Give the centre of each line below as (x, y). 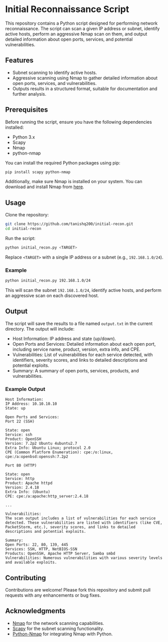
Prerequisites (27, 110)
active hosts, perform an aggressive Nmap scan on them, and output (76, 34)
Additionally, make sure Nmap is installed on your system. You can (74, 182)
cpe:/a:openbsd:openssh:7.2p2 (37, 457)
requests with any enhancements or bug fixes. (53, 595)
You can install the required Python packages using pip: (63, 163)
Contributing (26, 578)
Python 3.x (24, 137)
